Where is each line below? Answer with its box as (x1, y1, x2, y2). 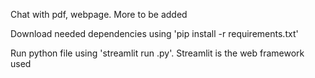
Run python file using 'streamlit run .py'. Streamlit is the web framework (10, 47, 305, 59)
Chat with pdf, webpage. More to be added (10, 9, 188, 20)
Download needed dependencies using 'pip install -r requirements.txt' (10, 28, 299, 39)
